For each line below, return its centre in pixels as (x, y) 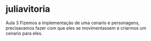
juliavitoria (28, 9)
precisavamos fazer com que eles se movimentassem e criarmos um (76, 28)
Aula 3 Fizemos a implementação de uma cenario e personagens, (73, 23)
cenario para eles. (24, 33)
